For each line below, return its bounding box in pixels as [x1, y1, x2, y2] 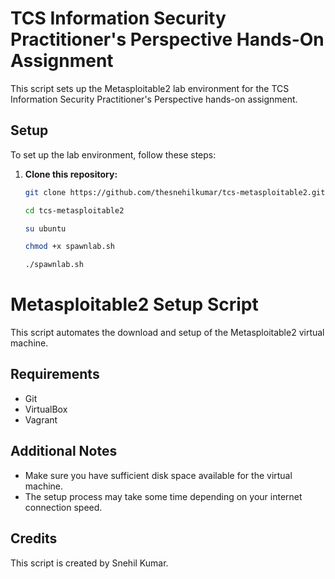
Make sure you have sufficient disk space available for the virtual [24, 469, 293, 481]
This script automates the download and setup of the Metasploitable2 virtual [10, 327, 325, 339]
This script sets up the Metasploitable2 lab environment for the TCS [10, 82, 290, 94]
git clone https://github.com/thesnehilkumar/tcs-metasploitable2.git [24, 187, 326, 197]
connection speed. [24, 501, 103, 513]
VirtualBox [24, 403, 68, 415]
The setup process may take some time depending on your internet [24, 490, 303, 502]
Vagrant [24, 413, 58, 426]
